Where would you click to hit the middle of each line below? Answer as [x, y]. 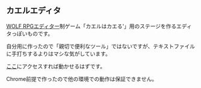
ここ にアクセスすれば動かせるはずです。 [56, 66]
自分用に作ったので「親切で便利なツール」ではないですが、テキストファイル [100, 46]
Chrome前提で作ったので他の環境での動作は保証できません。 [82, 78]
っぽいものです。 [32, 33]
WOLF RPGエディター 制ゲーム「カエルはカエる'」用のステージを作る [91, 26]
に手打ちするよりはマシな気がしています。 [58, 54]
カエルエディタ [34, 11]
